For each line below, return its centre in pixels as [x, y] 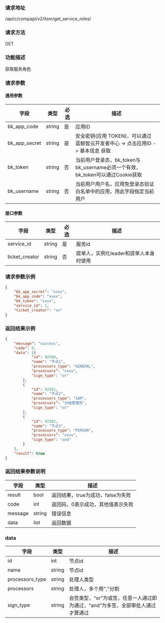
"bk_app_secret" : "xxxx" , [41, 292]
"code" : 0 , [25, 348]
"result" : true [29, 453]
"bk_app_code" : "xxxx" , [38, 297]
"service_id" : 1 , [32, 306]
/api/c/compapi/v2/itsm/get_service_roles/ [48, 19]
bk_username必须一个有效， [108, 168]
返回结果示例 [20, 328]
